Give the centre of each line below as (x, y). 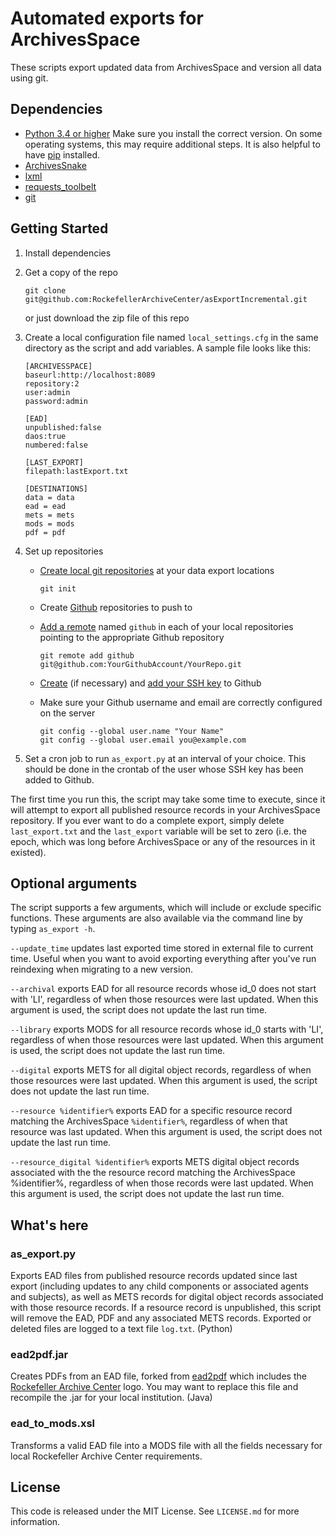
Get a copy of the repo (71, 272)
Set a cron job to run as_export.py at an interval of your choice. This (165, 758)
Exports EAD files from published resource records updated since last (154, 1276)
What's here (49, 1225)
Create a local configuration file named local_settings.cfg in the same (171, 337)
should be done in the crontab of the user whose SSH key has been (164, 769)
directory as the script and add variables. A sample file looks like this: (168, 348)
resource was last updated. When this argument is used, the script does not (166, 1132)
